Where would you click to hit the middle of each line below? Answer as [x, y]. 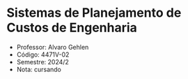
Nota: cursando [39, 69]
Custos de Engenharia [72, 28]
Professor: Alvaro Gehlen [53, 47]
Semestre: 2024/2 [42, 62]
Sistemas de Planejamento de [94, 13]
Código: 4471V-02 [43, 55]
